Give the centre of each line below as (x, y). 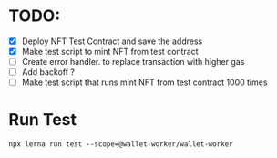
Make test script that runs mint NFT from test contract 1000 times (144, 82)
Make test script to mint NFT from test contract (110, 52)
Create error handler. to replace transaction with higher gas (133, 62)
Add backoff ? (48, 72)
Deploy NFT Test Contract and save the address (112, 41)
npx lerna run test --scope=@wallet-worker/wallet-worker (121, 144)
